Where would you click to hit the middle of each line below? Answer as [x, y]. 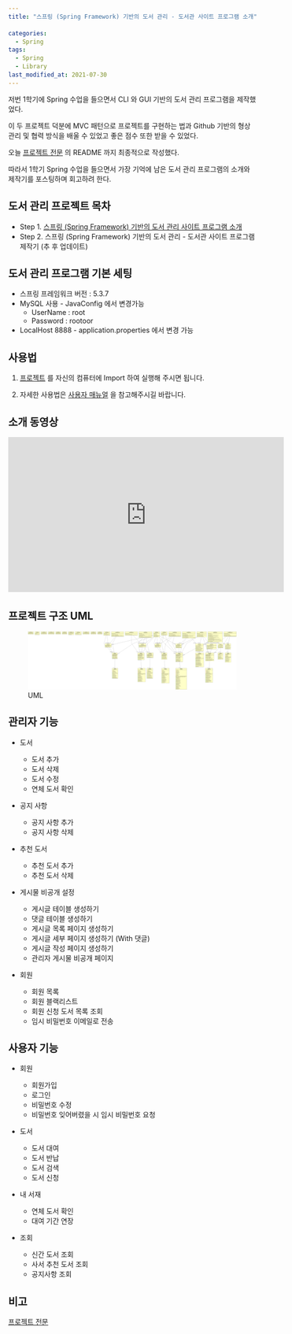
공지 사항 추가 [52, 822]
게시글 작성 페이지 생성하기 [72, 948]
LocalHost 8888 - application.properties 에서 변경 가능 [107, 330]
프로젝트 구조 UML [51, 616]
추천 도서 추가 [52, 865]
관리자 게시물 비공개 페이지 [72, 958]
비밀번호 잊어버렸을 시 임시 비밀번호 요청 [93, 1115]
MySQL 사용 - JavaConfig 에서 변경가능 [82, 304]
